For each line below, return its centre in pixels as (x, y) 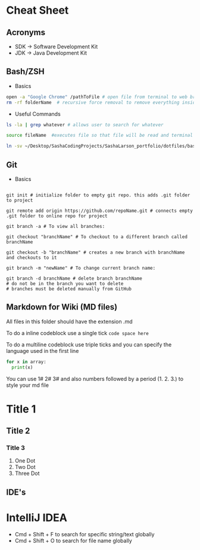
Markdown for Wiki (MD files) (62, 307)
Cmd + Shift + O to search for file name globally (73, 540)
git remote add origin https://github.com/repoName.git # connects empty (100, 211)
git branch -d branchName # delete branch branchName (74, 279)
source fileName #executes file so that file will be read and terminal (100, 135)
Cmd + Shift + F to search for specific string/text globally (85, 534)
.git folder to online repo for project (57, 216)
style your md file (28, 385)
